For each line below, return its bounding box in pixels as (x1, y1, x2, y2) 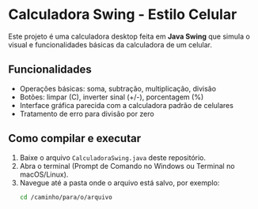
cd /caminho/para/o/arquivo (19, 193, 112, 201)
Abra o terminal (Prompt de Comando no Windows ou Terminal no (19, 161, 235, 170)
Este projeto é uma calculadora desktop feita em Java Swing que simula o (8, 32, 251, 41)
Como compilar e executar (8, 132, 141, 145)
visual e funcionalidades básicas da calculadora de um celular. (8, 39, 212, 49)
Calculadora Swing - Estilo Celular (8, 6, 237, 24)
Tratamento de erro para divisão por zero (19, 109, 154, 118)
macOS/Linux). (19, 170, 69, 179)
